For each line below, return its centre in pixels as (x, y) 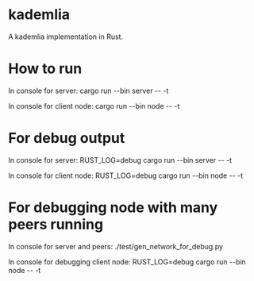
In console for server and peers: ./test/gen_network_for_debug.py (116, 246)
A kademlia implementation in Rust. (66, 37)
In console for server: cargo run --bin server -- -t (89, 90)
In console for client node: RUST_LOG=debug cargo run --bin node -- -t (126, 175)
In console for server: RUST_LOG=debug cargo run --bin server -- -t (120, 160)
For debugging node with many (113, 207)
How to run (45, 69)
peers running (56, 225)
